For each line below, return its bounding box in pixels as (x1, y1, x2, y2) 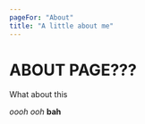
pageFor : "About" (9, 12, 74, 22)
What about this (9, 89, 68, 100)
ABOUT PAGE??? (9, 60, 137, 80)
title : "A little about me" (9, 21, 115, 30)
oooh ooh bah (9, 106, 62, 117)
